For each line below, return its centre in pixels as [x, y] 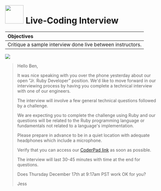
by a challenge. [32, 106]
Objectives [20, 36]
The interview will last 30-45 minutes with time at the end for [79, 159]
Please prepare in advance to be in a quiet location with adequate [83, 135]
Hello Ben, [27, 66]
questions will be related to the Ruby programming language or [81, 120]
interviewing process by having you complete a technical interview [84, 85]
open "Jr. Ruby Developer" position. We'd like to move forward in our [86, 81]
